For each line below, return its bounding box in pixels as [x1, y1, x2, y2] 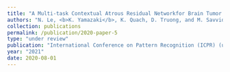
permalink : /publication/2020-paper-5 [7, 29, 118, 36]
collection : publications [7, 23, 81, 29]
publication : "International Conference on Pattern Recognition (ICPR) [7, 42, 216, 49]
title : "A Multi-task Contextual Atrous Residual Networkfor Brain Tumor [7, 10, 222, 17]
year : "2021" [7, 49, 44, 56]
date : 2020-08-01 [7, 55, 57, 62]
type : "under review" [7, 36, 69, 43]
